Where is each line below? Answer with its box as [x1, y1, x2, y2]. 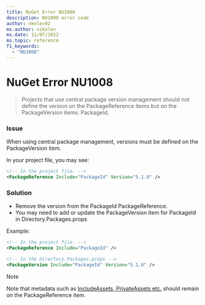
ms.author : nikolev [6, 26, 56, 33]
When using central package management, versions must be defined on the [6, 137, 198, 145]
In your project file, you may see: [6, 156, 90, 163]
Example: [6, 228, 30, 235]
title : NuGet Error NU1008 [6, 9, 75, 15]
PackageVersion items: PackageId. [21, 109, 109, 116]
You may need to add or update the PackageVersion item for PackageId [15, 209, 196, 217]
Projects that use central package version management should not [21, 96, 190, 103]
